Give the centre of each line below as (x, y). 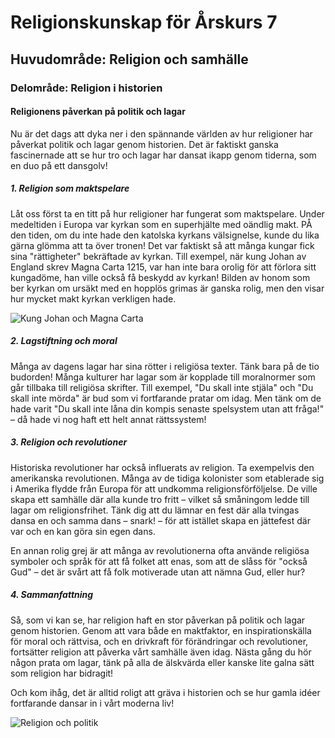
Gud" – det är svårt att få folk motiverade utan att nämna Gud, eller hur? (158, 572)
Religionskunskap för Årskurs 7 (144, 22)
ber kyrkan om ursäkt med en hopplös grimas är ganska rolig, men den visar (167, 288)
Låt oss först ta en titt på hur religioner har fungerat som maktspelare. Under (167, 213)
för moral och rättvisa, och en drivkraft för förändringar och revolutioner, (159, 641)
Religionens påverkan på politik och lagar (98, 112)
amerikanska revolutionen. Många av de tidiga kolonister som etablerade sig (167, 478)
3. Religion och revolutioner (69, 442)
